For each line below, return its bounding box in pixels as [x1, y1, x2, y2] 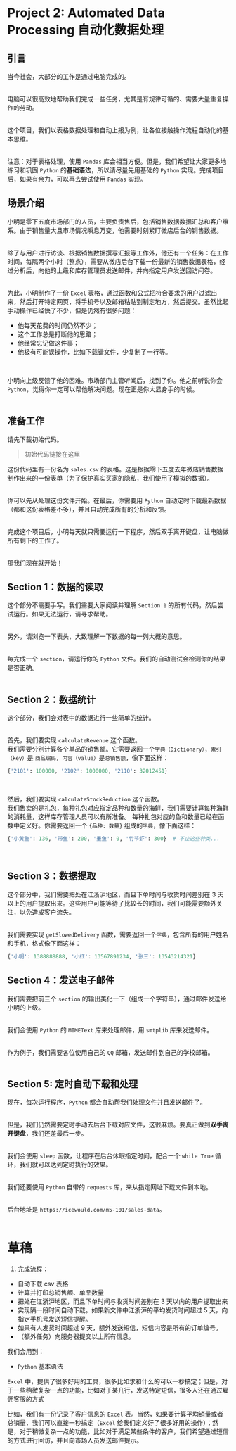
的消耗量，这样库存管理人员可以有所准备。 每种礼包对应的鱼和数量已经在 [7, 813, 218, 821]
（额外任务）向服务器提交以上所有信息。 [17, 1332, 135, 1341]
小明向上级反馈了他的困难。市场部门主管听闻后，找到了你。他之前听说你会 [7, 376, 223, 384]
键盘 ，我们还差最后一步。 [13, 1129, 88, 1138]
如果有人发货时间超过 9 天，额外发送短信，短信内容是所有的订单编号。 [17, 1324, 223, 1332]
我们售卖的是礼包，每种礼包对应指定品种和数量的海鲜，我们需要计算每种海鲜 [7, 804, 229, 812]
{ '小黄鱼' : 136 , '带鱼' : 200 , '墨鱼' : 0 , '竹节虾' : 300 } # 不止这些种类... [7, 835, 220, 842]
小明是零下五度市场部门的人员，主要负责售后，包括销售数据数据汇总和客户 [7, 217, 223, 226]
